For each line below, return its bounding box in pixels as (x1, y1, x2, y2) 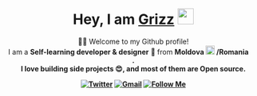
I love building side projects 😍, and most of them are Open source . (20, 63, 247, 73)
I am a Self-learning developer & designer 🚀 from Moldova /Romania (8, 47, 249, 56)
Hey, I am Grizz (73, 10, 175, 29)
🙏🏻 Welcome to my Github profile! (77, 36, 189, 46)
